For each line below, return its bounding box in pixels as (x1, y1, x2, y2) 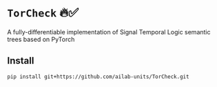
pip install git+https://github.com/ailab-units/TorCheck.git (7, 73, 189, 80)
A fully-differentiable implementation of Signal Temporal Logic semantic (7, 27, 211, 36)
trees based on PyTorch (7, 35, 75, 43)
